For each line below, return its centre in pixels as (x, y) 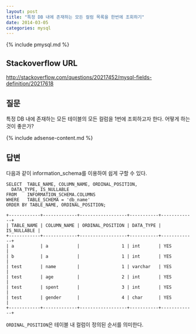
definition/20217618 (30, 83)
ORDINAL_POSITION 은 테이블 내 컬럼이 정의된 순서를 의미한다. (75, 325)
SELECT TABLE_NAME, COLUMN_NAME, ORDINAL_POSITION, (72, 184)
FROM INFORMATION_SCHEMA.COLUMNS (51, 195)
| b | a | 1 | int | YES (89, 256)
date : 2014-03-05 (27, 22)
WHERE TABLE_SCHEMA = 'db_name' (48, 200)
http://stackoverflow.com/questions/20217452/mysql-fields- (79, 78)
